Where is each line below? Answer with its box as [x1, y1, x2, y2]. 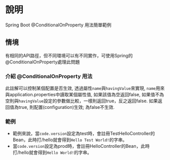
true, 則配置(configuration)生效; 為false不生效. [18, 104, 115, 110]
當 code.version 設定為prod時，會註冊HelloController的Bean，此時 [12, 143, 150, 149]
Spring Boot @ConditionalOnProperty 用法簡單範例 [5, 22, 112, 28]
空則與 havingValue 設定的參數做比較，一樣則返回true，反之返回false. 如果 [5, 98, 158, 104]
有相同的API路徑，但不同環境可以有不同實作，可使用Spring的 [5, 52, 133, 58]
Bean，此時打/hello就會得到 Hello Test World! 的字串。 [12, 137, 127, 143]
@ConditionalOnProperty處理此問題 [5, 59, 80, 65]
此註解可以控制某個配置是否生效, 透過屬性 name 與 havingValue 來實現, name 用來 [5, 85, 165, 91]
